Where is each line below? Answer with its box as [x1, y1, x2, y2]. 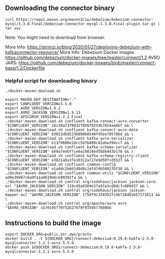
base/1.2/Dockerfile [5, 65, 45, 71]
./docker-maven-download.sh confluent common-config [5, 162, 116, 167]
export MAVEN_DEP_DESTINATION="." [5, 97, 77, 102]
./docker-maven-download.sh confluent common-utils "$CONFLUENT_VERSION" [5, 171, 161, 176]
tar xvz [5, 26, 21, 31]
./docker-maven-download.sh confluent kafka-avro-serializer [5, 136, 134, 141]
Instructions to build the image [5, 218, 101, 227]
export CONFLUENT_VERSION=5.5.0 [5, 101, 72, 107]
